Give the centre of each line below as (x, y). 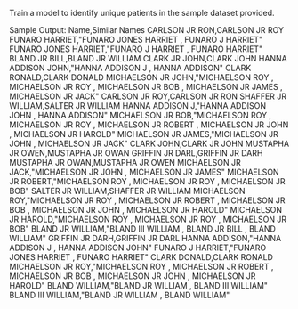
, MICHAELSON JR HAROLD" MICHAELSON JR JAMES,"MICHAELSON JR (144, 134)
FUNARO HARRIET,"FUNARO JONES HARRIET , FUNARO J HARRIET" (136, 40)
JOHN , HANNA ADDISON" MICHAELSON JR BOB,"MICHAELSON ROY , (141, 115)
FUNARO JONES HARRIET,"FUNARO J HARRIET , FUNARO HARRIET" (136, 49)
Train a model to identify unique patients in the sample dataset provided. (142, 13)
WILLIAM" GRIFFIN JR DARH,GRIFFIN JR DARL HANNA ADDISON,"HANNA (145, 238)
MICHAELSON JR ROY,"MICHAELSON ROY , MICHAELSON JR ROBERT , (141, 267)
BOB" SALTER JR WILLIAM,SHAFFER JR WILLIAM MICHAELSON (128, 191)
